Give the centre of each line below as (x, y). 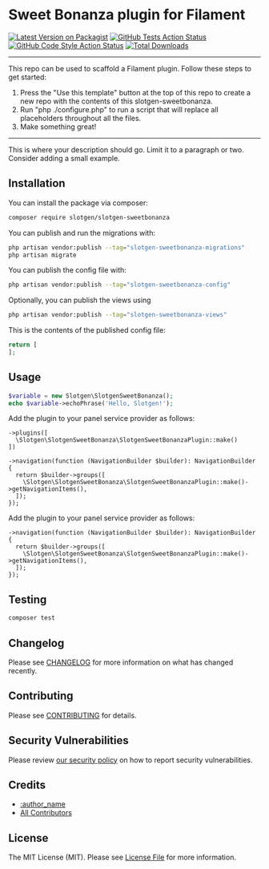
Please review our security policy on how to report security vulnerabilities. (130, 760)
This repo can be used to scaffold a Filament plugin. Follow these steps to (130, 68)
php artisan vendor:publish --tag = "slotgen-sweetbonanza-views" (118, 315)
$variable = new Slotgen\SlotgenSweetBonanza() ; (91, 396)
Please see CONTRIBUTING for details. (73, 715)
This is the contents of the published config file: (87, 330)
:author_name (42, 804)
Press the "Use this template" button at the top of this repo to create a (135, 92)
